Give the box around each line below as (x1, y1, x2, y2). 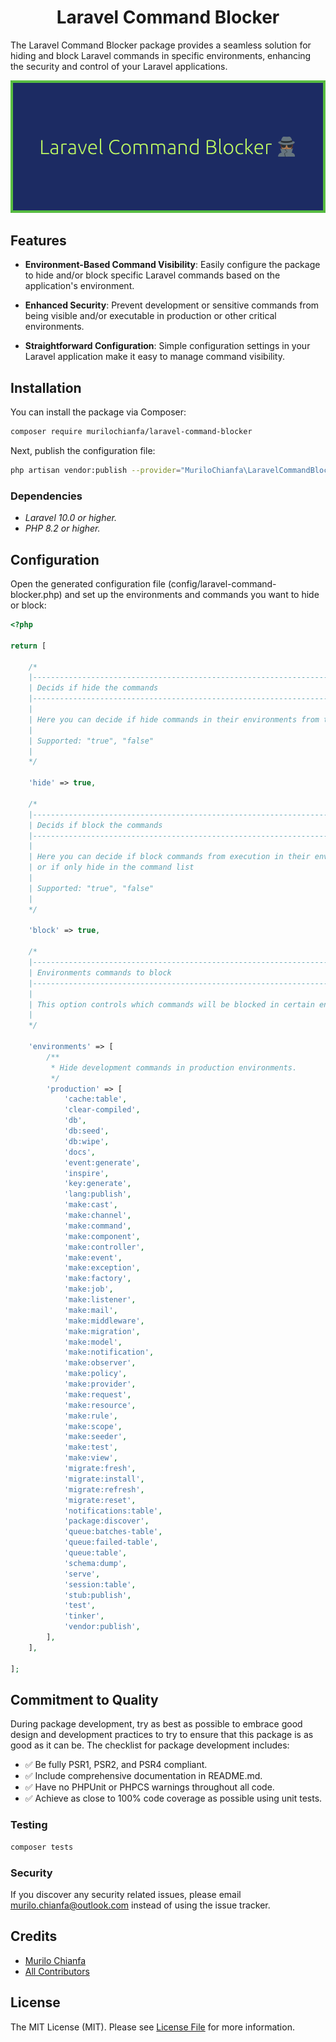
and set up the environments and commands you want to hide (64, 589, 320, 601)
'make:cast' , (63, 1200, 118, 1210)
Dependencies (10, 489, 83, 503)
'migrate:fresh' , (63, 1464, 137, 1474)
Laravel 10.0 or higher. (24, 512, 117, 524)
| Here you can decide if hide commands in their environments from (28, 714, 320, 725)
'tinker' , (63, 1611, 105, 1621)
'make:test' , (63, 1442, 118, 1453)
